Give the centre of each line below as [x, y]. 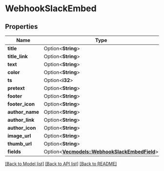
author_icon [22, 128]
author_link [21, 120]
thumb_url [20, 144]
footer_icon [21, 104]
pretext [16, 88]
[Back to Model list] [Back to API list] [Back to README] [61, 164]
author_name [23, 112]
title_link [18, 56]
